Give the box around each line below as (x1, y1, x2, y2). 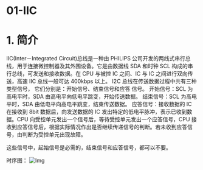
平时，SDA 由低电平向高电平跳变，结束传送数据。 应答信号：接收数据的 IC (6, 101, 193, 108)
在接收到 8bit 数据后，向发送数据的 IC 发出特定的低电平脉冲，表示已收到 (6, 108, 187, 116)
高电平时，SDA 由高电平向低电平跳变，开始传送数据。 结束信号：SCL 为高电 (6, 93, 198, 101)
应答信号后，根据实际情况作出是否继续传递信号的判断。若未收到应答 (16, 123, 187, 131)
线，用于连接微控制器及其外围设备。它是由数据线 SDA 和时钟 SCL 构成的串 (6, 62, 193, 70)
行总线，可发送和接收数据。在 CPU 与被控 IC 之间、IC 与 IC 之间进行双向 (6, 70, 188, 77)
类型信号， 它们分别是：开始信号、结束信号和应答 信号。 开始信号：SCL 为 (6, 85, 193, 93)
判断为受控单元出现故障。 (22, 131, 86, 138)
